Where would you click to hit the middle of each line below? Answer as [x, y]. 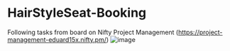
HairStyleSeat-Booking [77, 13]
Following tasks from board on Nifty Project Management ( [93, 32]
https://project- [200, 32]
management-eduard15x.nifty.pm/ [57, 39]
